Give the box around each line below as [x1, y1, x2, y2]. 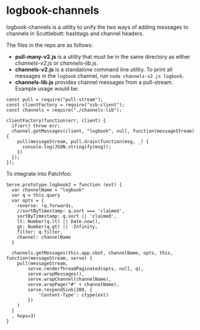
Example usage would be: [14, 85, 79, 92]
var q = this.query [11, 192, 61, 198]
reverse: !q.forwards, [17, 202, 74, 209]
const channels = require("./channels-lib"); [6, 107, 122, 113]
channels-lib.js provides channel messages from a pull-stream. [14, 79, 174, 86]
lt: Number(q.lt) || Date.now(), [17, 218, 101, 224]
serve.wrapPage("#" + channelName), [28, 281, 120, 287]
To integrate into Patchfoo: [6, 170, 72, 177]
